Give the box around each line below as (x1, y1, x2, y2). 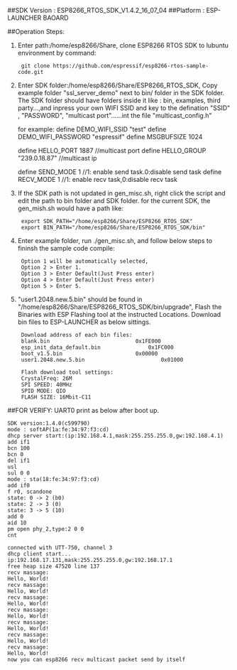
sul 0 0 (7, 470, 31, 477)
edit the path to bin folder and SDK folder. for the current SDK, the (17, 197, 211, 205)
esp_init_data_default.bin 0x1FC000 (21, 344, 174, 351)
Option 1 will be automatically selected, (21, 258, 149, 265)
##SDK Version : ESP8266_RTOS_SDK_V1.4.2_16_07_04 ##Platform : (7, 6, 205, 14)
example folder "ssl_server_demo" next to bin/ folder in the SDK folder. (17, 89, 225, 97)
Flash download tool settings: (21, 369, 114, 376)
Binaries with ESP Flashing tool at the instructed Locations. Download (17, 310, 221, 318)
